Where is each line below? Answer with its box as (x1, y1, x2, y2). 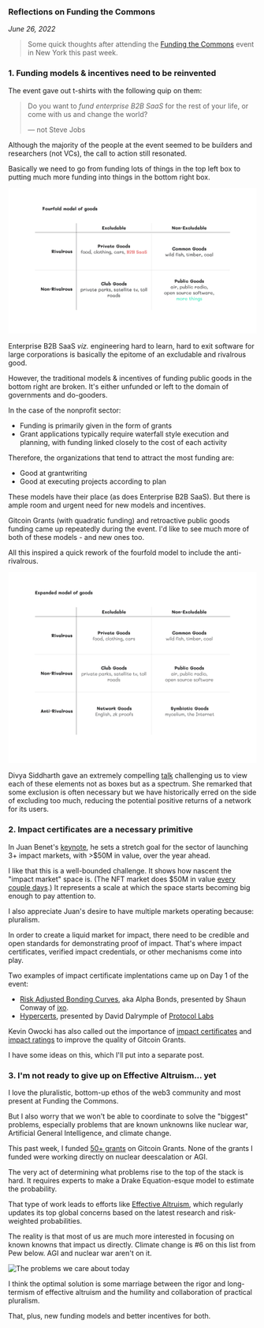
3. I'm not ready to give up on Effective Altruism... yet (8, 1070, 217, 1081)
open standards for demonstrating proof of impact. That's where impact (8, 938, 242, 948)
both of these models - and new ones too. (8, 533, 144, 542)
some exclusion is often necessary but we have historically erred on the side (8, 787, 257, 797)
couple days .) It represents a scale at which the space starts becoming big (8, 882, 251, 892)
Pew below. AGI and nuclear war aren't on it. (8, 1248, 152, 1258)
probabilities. (39, 1216, 83, 1225)
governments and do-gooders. (8, 390, 108, 400)
